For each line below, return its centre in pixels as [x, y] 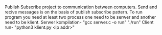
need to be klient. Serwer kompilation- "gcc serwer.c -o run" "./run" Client [79, 22]
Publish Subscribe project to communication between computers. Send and [81, 7]
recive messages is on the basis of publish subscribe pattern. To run [74, 12]
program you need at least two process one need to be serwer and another [80, 17]
